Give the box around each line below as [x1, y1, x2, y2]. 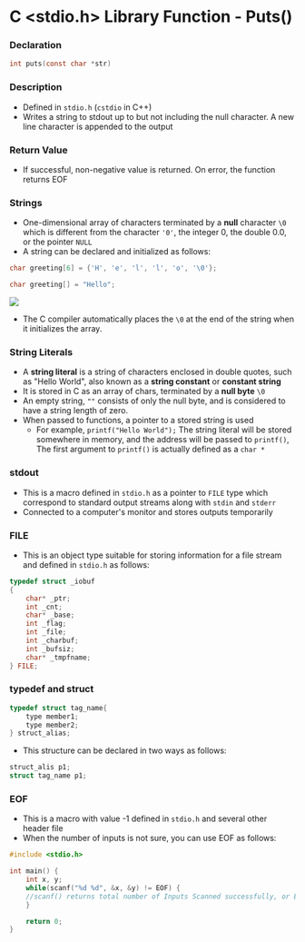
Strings [9, 196, 43, 209]
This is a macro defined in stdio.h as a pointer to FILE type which [22, 487, 269, 498]
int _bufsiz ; [25, 644, 75, 653]
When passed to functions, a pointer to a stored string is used [22, 415, 254, 426]
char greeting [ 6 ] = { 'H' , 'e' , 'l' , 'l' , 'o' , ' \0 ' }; [9, 263, 218, 273]
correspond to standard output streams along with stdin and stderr [22, 497, 277, 508]
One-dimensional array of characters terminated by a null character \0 [22, 217, 288, 228]
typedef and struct [9, 683, 94, 696]
